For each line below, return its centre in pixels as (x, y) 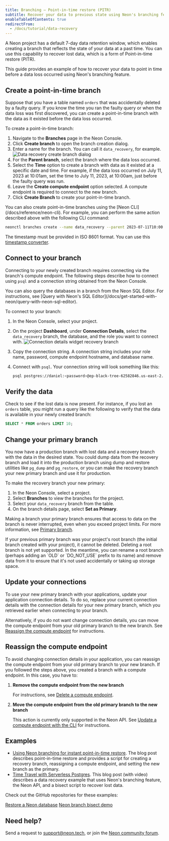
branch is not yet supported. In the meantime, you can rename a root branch (84, 550)
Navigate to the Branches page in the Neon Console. (67, 138)
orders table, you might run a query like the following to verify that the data (83, 409)
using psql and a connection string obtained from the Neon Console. (76, 281)
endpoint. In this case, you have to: (41, 675)
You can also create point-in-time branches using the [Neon (67, 207)
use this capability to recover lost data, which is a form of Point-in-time (79, 54)
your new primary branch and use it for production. (58, 473)
